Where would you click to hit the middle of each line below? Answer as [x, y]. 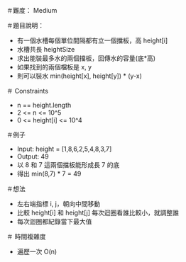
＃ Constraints [28, 91]
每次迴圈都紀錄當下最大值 [54, 221]
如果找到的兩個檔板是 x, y [54, 67]
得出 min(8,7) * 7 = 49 [49, 173]
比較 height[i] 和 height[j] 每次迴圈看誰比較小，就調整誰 [98, 212]
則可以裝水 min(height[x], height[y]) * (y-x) [80, 76]
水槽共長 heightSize [46, 49]
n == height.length [44, 105]
